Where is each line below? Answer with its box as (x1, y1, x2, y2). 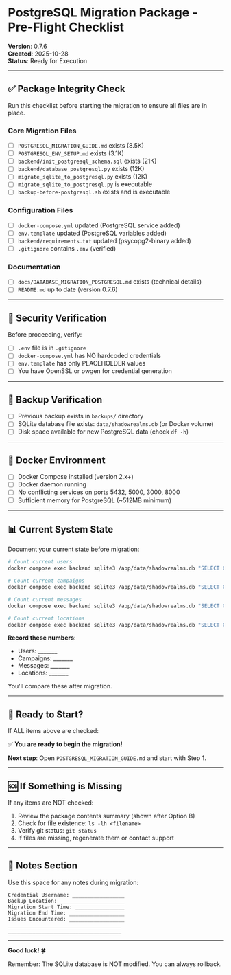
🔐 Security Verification (8, 312, 107, 324)
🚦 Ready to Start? (8, 708, 84, 720)
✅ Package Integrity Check (8, 83, 125, 95)
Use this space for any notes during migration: (8, 878, 139, 886)
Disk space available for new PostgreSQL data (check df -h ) (17, 427, 189, 436)
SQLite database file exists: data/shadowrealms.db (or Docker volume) (17, 420, 215, 428)
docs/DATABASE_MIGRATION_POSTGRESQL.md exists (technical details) (17, 278, 202, 286)
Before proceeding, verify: (8, 330, 82, 339)
